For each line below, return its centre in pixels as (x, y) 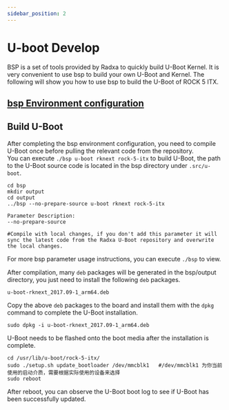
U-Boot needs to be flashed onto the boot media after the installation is (108, 338)
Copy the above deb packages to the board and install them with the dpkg (111, 305)
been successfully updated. (47, 399)
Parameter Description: (41, 216)
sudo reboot (24, 379)
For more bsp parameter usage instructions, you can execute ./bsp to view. (114, 259)
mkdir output (26, 192)
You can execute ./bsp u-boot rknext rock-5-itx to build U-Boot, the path (114, 158)
